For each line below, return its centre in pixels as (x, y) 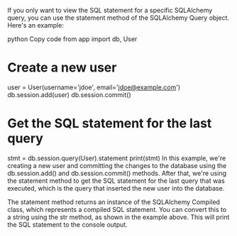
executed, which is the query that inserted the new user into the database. (116, 188)
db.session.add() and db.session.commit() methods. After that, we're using (117, 173)
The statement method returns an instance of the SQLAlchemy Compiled (114, 202)
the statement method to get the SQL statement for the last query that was (116, 181)
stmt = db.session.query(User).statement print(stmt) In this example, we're (117, 158)
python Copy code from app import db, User (72, 39)
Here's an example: (35, 25)
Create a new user (62, 68)
